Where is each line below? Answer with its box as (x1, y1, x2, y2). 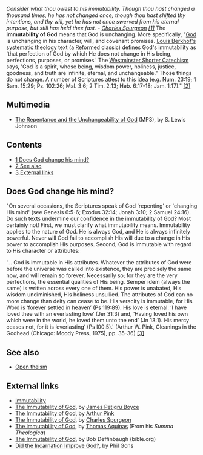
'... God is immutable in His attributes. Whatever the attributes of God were (6, 259, 192, 266)
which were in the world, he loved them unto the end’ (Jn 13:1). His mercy (6, 317, 190, 324)
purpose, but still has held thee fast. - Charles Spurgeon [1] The (6, 24, 166, 31)
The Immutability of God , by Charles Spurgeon (15, 416, 131, 424)
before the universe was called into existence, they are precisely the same (6, 266, 192, 273)
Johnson (15, 122, 38, 129)
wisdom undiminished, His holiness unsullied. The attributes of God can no (6, 291, 193, 298)
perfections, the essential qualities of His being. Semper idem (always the (6, 278, 190, 286)
